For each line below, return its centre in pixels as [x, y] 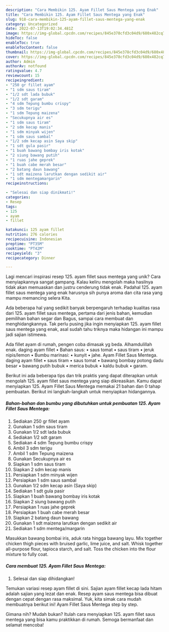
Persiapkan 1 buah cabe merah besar [51, 512]
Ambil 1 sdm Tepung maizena [43, 453]
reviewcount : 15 [23, 76]
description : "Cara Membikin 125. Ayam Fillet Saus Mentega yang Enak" [82, 10]
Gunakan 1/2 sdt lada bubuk [42, 432]
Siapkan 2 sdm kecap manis [42, 470]
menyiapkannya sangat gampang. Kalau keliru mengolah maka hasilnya [79, 282]
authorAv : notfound [26, 66]
